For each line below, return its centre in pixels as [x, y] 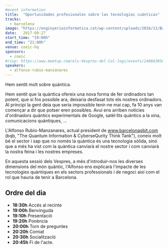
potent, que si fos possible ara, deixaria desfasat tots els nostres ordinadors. [84, 99]
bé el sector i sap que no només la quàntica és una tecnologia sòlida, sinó [81, 141]
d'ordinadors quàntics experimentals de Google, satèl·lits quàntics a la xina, [83, 115]
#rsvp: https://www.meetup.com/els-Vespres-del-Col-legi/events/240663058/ [86, 61]
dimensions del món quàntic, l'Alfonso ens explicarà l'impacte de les [75, 166]
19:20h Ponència [30, 221]
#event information [25, 10]
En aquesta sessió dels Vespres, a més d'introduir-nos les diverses [74, 161]
